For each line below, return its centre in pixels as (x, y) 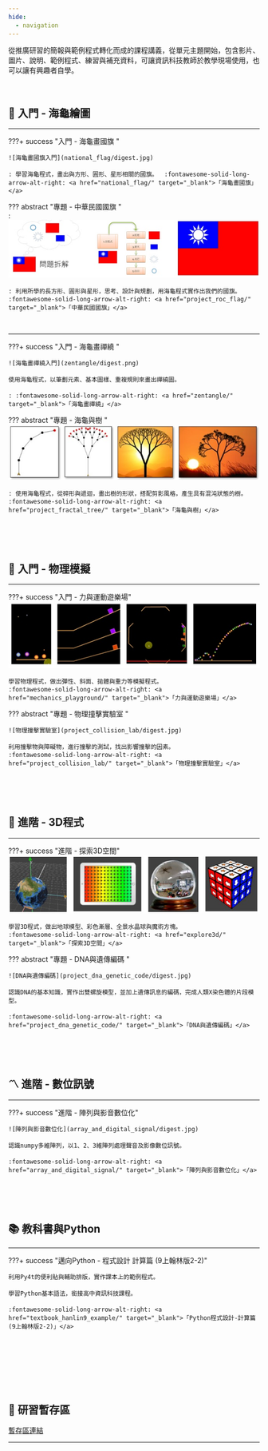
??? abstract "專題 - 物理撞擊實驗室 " (69, 714)
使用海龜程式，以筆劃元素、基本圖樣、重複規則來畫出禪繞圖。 (95, 380)
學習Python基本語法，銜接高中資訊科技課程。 (73, 1294)
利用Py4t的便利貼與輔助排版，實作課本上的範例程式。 (84, 1278)
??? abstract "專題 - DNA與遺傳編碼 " (69, 959)
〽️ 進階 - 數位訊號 (51, 1084)
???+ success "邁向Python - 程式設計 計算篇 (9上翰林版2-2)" (108, 1261)
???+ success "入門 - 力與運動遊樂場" (70, 597)
